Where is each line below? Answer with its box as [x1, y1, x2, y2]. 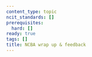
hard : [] [11, 25, 33, 31]
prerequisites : [6, 20, 44, 26]
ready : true [6, 31, 36, 37]
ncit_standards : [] [6, 14, 55, 20]
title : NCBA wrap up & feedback [6, 42, 86, 48]
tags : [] [6, 36, 28, 42]
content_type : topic [6, 8, 58, 15]
